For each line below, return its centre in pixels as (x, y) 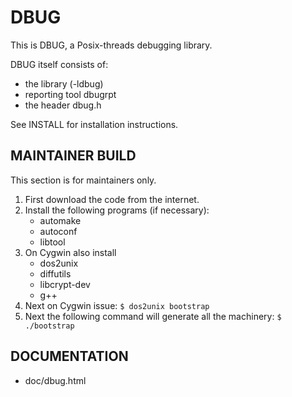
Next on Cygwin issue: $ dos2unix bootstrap (117, 305)
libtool (52, 242)
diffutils (55, 273)
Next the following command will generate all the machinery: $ (153, 316)
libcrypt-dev (65, 284)
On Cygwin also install (70, 252)
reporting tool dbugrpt (70, 94)
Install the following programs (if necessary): (117, 210)
